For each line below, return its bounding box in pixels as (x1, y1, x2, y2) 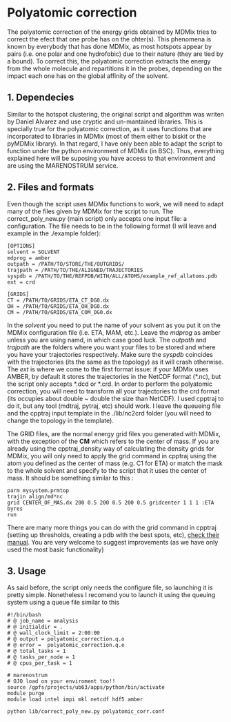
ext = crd (7, 278, 36, 286)
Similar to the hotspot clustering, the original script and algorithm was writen (7, 110, 224, 118)
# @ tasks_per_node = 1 (7, 654, 76, 661)
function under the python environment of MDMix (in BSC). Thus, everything (7, 146, 225, 155)
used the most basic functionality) (7, 545, 104, 554)
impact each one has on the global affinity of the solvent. (7, 71, 169, 80)
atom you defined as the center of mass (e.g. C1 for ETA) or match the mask (7, 459, 223, 467)
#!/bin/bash (7, 612, 41, 618)
